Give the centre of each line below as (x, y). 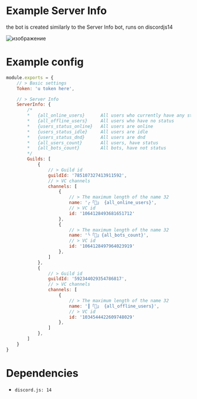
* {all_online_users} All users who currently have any (106, 115)
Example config (45, 62)
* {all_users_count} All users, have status (93, 143)
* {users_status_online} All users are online (90, 126)
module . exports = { (30, 77)
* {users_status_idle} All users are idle (88, 132)
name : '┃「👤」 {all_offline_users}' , (114, 306)
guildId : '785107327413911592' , (87, 175)
